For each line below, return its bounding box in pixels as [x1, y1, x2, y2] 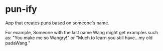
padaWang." [5, 40, 31, 46]
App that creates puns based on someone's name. [5, 20, 109, 26]
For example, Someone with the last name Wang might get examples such [5, 29, 158, 35]
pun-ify [5, 3, 38, 15]
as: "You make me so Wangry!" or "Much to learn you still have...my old [5, 35, 153, 41]
